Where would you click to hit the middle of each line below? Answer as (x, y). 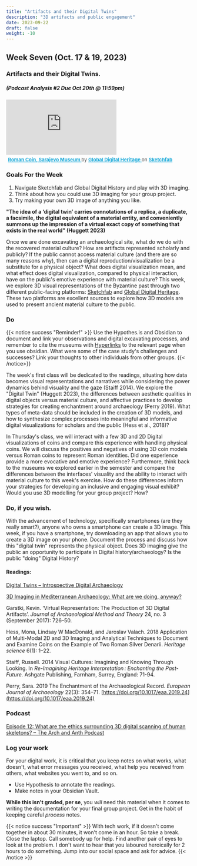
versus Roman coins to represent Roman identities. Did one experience (92, 455)
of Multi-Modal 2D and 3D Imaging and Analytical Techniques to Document (97, 638)
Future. (15, 674)
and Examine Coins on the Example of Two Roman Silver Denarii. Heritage (96, 644)
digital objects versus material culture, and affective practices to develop (94, 400)
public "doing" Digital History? (43, 558)
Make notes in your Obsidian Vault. (57, 791)
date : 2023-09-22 (27, 22)
